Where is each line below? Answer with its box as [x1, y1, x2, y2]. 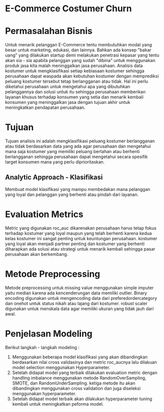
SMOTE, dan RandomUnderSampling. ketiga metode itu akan [12, 380, 136, 386]
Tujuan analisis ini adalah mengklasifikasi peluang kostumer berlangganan [5, 138, 155, 144]
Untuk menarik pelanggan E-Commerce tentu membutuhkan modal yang [5, 42, 152, 48]
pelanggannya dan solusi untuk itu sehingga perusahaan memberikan [5, 89, 146, 95]
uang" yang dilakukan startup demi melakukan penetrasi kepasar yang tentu [5, 52, 160, 58]
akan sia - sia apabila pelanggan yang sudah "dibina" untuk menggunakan [5, 58, 156, 63]
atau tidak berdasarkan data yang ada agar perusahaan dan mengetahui [5, 143, 151, 149]
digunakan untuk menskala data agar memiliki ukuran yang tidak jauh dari [5, 306, 154, 312]
